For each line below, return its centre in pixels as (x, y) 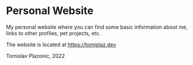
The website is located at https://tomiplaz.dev (61, 45)
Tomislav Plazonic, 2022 (36, 56)
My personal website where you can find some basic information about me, (97, 27)
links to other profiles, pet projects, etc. (54, 33)
